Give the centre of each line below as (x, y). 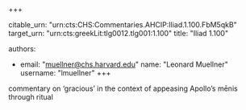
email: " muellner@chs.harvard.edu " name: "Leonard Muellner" (124, 64)
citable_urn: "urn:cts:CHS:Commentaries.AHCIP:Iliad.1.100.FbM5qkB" (123, 24)
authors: (22, 49)
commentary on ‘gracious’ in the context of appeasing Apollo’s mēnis (123, 88)
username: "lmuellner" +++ (65, 73)
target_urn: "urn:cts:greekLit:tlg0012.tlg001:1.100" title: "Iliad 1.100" (118, 33)
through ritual (31, 97)
